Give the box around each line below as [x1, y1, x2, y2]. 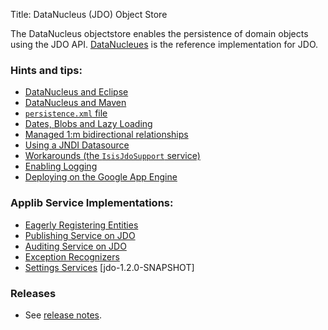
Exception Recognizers [24, 250, 120, 263]
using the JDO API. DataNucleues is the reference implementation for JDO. [10, 39, 319, 50]
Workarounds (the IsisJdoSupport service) [24, 150, 201, 162]
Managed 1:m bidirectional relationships [24, 129, 189, 141]
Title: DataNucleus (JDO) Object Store [10, 9, 168, 20]
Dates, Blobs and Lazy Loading [24, 118, 153, 130]
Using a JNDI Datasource [24, 139, 130, 151]
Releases [10, 286, 57, 300]
